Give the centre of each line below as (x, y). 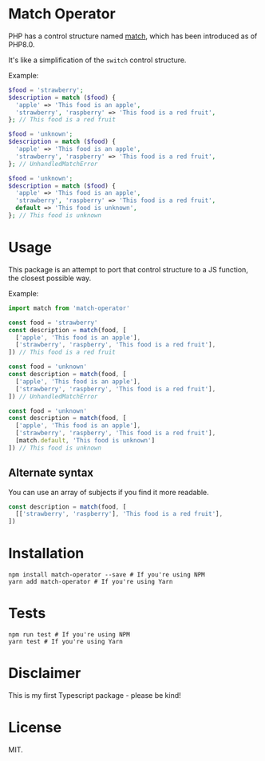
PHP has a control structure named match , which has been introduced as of (133, 36)
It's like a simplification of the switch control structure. (97, 60)
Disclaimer (45, 674)
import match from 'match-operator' (69, 308)
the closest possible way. (50, 278)
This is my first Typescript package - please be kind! (95, 695)
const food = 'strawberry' (53, 323)
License (35, 728)
